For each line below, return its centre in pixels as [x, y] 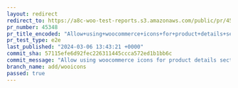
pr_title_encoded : [34, 34]
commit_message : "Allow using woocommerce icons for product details [112, 60]
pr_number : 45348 [32, 27]
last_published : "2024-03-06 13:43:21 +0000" [75, 47]
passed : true [26, 73]
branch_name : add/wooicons [47, 67]
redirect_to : [26, 21]
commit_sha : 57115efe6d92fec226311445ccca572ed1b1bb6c [90, 54]
